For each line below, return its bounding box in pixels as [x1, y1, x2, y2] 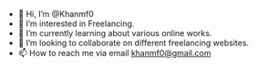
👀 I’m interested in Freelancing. [17, 18, 135, 29]
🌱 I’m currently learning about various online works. [17, 28, 212, 38]
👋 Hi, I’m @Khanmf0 [17, 9, 94, 19]
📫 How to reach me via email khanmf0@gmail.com [17, 48, 212, 58]
